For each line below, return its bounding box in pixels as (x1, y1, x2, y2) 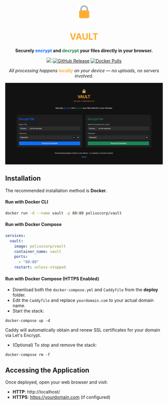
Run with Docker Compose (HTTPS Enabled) (5, 275, 99, 281)
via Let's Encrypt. (5, 332, 41, 338)
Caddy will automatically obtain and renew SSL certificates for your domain (5, 327, 160, 333)
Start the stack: (12, 308, 44, 314)
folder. (12, 292, 26, 298)
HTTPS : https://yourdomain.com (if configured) (12, 394, 110, 400)
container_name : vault (14, 249, 61, 254)
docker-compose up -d (5, 318, 50, 323)
